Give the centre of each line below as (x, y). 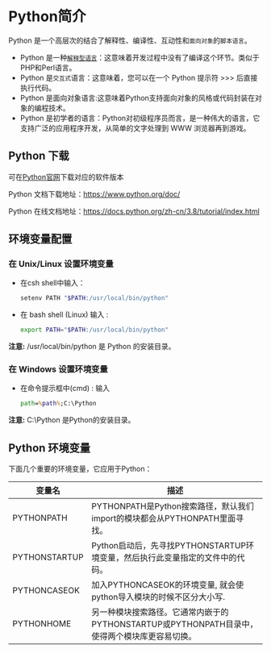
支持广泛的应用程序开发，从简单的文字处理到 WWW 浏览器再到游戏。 (135, 128)
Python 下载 (39, 156)
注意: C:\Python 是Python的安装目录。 (72, 420)
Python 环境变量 (50, 448)
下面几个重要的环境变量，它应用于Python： (80, 469)
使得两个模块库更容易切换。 (144, 636)
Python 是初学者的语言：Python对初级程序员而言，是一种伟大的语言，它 (140, 118)
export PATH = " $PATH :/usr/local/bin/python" (94, 330)
